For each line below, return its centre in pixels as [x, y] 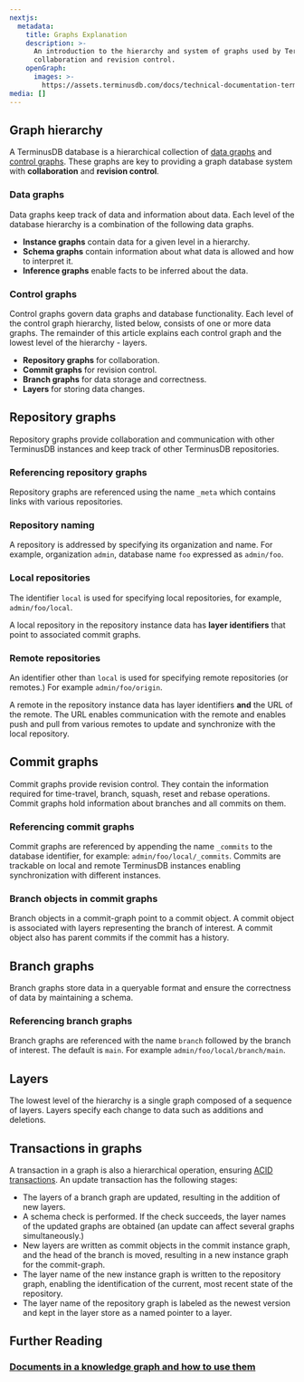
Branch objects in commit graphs [84, 898]
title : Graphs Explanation [76, 34]
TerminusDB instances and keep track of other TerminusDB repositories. [144, 448]
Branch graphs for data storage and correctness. [114, 379]
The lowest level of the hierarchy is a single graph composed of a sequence [151, 1100]
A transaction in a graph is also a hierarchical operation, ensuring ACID [141, 1170]
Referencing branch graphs [71, 1022]
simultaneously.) [53, 1236]
